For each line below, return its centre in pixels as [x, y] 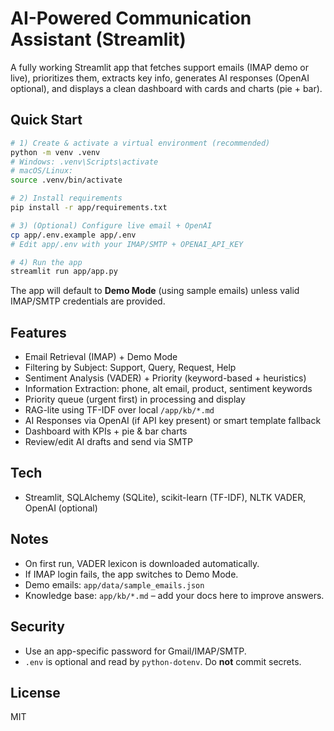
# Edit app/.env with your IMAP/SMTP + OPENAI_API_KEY [127, 244]
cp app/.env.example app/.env [73, 235]
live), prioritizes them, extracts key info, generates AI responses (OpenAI [160, 78]
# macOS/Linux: [42, 171]
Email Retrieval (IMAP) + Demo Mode [101, 357]
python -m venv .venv [55, 152]
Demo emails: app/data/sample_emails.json [114, 584]
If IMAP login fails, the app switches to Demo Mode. [131, 574]
